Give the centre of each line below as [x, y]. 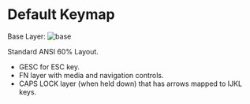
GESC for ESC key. [49, 67]
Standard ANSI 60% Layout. [53, 51]
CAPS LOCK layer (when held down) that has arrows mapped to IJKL [130, 84]
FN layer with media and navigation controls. [91, 75]
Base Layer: [27, 36]
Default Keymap [61, 15]
